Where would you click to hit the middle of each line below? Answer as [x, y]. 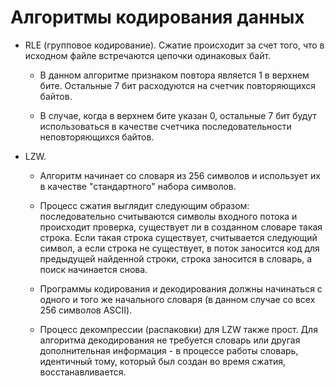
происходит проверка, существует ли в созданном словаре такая [181, 227]
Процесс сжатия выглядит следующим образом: [144, 205]
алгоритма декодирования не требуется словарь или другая [170, 340]
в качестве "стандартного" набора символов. [138, 186]
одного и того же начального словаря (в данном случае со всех [177, 299]
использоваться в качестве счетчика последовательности [165, 126]
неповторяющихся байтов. [97, 137]
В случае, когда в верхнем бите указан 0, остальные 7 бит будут [178, 115]
